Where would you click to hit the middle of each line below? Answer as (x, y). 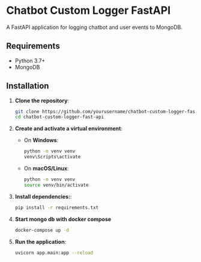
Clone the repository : (42, 101)
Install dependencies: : (43, 196)
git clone (27, 111)
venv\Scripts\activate (52, 157)
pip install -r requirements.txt (57, 207)
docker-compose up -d (42, 230)
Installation (28, 86)
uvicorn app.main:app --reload (54, 253)
